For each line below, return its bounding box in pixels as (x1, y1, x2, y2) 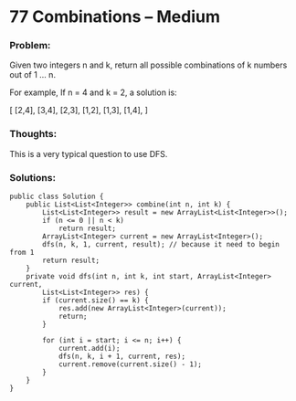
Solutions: (9, 171, 57, 184)
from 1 (9, 248, 35, 258)
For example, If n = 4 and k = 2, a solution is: (9, 87, 177, 98)
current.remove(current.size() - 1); (58, 360, 203, 369)
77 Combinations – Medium (9, 6, 221, 27)
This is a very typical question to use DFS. (9, 148, 168, 159)
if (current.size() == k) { (42, 296, 149, 305)
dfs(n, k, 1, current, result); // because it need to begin (42, 240, 280, 249)
